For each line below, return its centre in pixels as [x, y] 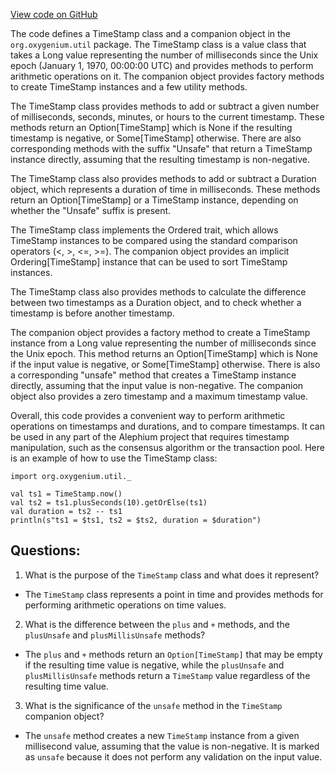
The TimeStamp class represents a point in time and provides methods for [174, 594]
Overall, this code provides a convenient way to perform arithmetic [148, 415]
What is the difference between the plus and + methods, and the [157, 624]
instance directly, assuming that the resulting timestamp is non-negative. [160, 159]
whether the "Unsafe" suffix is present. [91, 210]
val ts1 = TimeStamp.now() [66, 494]
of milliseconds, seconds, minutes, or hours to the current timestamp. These [167, 117]
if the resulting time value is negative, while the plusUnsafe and [154, 665]
